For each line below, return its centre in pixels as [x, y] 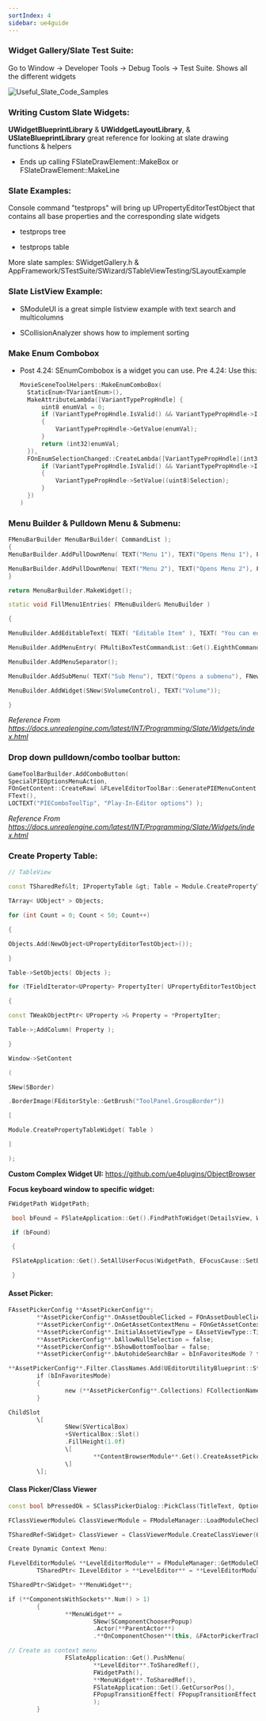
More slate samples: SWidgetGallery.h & [74, 263]
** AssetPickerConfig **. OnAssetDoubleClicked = [115, 1317]
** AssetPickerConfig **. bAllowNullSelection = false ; [125, 1340]
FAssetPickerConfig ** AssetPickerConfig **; [81, 1310]
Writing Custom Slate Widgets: [69, 112]
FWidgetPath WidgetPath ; [49, 1204]
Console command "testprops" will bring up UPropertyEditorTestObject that [131, 208]
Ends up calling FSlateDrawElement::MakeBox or [99, 162]
